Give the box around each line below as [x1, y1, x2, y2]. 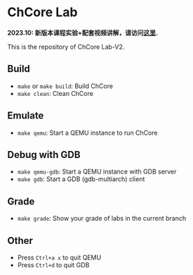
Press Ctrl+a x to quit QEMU [17, 253, 102, 262]
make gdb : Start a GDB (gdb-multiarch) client [17, 175, 145, 183]
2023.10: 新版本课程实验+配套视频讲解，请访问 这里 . [7, 28, 158, 37]
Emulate [7, 110, 44, 122]
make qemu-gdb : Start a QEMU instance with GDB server [17, 167, 177, 176]
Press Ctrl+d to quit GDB [17, 261, 90, 269]
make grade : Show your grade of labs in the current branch [17, 214, 187, 223]
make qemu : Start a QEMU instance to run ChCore [17, 128, 158, 137]
